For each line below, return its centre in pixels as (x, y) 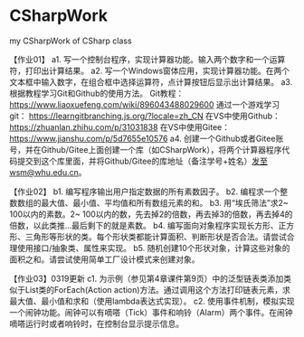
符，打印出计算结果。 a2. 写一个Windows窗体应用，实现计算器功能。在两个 (150, 70)
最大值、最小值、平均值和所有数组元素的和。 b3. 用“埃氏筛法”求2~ (164, 202)
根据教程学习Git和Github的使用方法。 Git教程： (97, 93)
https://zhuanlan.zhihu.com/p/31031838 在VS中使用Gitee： (120, 126)
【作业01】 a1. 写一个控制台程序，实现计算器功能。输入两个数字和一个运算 (147, 59)
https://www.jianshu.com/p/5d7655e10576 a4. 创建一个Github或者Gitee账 (147, 138)
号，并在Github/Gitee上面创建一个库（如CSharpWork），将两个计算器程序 (146, 149)
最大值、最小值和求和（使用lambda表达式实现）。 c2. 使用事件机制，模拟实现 (152, 301)
